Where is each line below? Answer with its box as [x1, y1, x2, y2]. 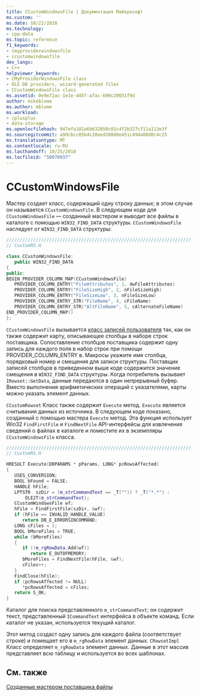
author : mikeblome [6, 98, 52, 104]
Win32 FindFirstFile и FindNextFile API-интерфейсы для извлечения [6, 420, 183, 427]
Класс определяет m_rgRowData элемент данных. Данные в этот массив [6, 644, 189, 651]
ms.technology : [6, 25, 44, 32]
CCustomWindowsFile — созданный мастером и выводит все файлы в [6, 213, 179, 220]
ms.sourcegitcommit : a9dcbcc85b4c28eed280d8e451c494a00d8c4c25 [6, 132, 168, 138]
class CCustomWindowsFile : [6, 254, 74, 260]
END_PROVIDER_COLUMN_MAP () [6, 309, 74, 316]
